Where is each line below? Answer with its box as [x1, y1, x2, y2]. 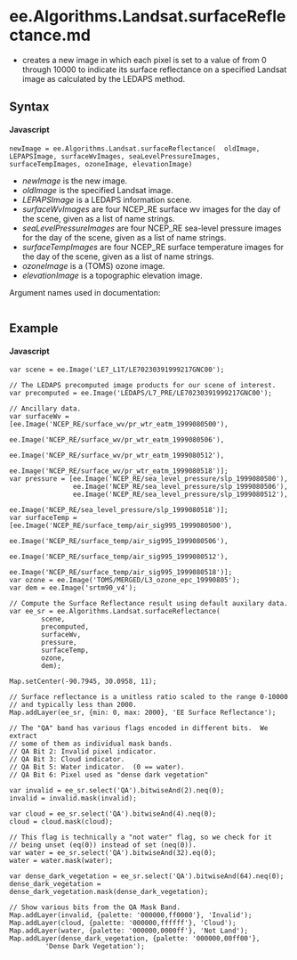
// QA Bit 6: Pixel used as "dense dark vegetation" [9, 770, 209, 780]
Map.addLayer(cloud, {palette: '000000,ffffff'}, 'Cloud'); [9, 919, 237, 928]
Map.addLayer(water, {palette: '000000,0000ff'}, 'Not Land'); [9, 926, 249, 936]
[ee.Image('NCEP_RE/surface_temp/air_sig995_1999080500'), [9, 521, 233, 531]
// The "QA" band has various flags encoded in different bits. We [9, 724, 269, 733]
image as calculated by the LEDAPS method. [21, 73, 186, 84]
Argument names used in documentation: [9, 287, 161, 297]
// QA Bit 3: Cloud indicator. [9, 755, 125, 764]
